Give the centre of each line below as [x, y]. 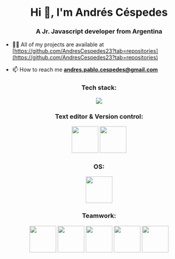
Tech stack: [99, 88]
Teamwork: [99, 216]
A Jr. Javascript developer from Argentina [99, 32]
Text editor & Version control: [99, 116]
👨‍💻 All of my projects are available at [58, 44]
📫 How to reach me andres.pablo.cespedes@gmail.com [85, 70]
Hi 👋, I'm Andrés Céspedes [99, 12]
